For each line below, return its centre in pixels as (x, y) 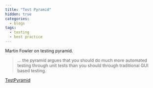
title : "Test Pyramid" (28, 10)
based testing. (32, 70)
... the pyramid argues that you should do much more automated (82, 60)
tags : (11, 28)
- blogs (17, 23)
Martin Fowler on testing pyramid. (39, 51)
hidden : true (18, 14)
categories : (17, 19)
